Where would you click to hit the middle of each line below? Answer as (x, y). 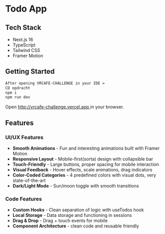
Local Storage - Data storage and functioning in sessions (72, 215)
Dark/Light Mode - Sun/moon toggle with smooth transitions (76, 186)
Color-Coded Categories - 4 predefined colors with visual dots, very (84, 175)
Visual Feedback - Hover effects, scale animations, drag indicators (82, 170)
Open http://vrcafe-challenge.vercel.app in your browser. (65, 107)
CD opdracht (18, 88)
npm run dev (18, 97)
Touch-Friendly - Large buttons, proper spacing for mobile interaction (86, 164)
